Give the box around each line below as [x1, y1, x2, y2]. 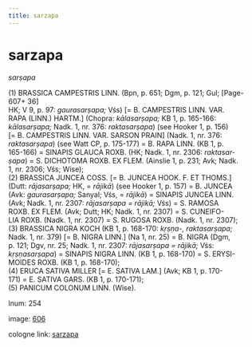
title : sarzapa [8, 11, 59, 20]
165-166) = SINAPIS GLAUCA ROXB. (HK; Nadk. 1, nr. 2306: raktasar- [8, 147, 235, 156]
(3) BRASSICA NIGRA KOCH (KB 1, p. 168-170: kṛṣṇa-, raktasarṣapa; [8, 223, 233, 233]
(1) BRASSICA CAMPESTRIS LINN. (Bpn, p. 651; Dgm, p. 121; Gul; [8, 88, 220, 97]
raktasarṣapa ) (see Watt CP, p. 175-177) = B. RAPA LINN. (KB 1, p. [8, 139, 224, 148]
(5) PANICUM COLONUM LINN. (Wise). [8, 282, 137, 292]
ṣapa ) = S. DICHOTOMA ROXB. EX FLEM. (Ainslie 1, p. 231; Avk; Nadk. [8, 156, 238, 165]
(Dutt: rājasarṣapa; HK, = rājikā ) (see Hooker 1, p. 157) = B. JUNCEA [8, 181, 233, 191]
